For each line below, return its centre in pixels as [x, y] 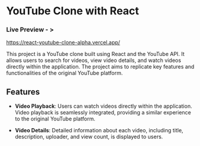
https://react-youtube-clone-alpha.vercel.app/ [63, 42]
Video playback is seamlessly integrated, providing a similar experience [103, 113]
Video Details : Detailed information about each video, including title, [99, 131]
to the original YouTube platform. [55, 119]
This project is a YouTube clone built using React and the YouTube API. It [96, 54]
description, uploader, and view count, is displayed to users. [89, 137]
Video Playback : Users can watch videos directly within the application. [103, 106]
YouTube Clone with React [73, 11]
